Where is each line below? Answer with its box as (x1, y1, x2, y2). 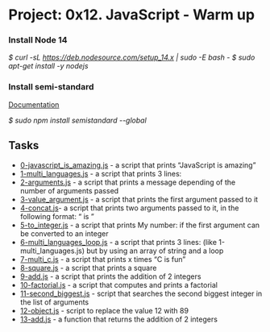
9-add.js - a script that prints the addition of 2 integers (19, 272, 201, 281)
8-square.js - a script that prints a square (19, 263, 157, 272)
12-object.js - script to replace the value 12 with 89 (19, 305, 189, 315)
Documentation (8, 99, 60, 110)
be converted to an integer (19, 228, 109, 239)
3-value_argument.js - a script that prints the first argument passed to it (19, 194, 259, 204)
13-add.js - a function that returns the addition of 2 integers (19, 314, 218, 324)
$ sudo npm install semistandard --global (8, 115, 147, 125)
